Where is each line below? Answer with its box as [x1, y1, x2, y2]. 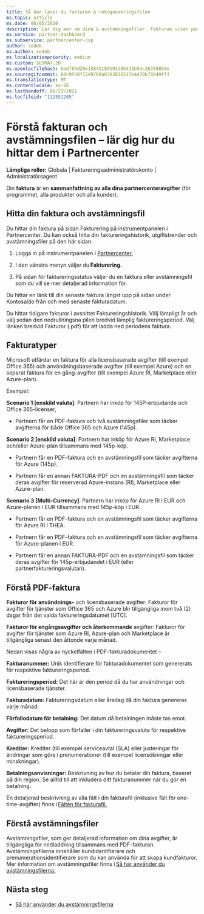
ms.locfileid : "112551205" [6, 94, 75, 100]
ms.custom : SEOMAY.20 [6, 60, 61, 66]
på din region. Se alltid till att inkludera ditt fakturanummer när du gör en [6, 776, 187, 783]
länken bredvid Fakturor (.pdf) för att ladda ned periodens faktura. [6, 322, 172, 329]
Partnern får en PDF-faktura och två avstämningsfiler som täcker [15, 418, 178, 425]
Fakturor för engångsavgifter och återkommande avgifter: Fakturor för [6, 624, 185, 631]
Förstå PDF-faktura [6, 582, 81, 592]
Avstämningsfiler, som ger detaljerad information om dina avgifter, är [6, 834, 178, 842]
